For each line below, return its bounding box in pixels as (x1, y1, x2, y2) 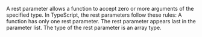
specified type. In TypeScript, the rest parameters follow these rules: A (6, 11, 182, 18)
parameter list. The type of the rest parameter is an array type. (6, 24, 162, 31)
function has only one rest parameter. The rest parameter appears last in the (6, 18, 196, 24)
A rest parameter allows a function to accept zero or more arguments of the (6, 5, 194, 12)
